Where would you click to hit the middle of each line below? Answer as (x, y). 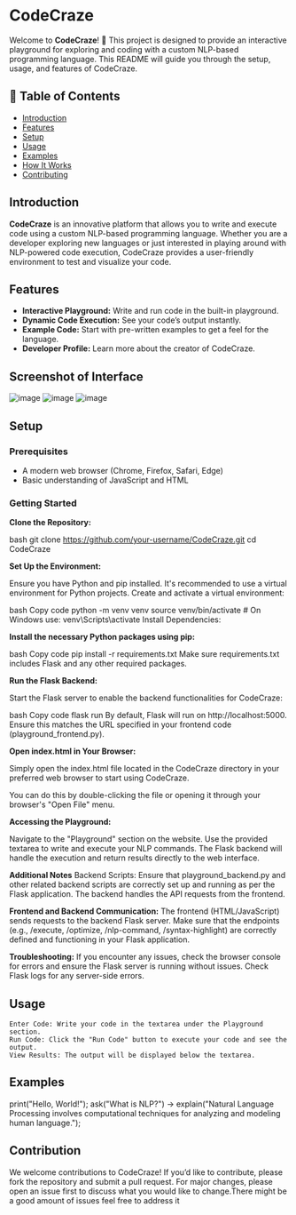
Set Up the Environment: (55, 566)
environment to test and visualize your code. (90, 261)
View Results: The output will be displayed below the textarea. (132, 1055)
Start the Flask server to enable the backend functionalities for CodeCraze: (146, 698)
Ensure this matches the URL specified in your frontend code (121, 724)
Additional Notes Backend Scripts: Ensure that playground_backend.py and (148, 875)
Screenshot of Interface (76, 376)
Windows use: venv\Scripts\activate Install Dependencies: (115, 619)
